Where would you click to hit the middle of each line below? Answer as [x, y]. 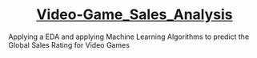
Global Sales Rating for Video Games [69, 44]
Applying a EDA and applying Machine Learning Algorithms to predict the [129, 37]
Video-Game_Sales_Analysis [135, 15]
